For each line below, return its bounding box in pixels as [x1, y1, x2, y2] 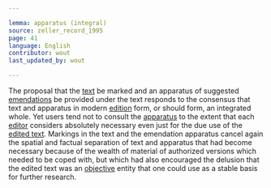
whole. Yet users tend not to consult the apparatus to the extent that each [8, 112, 255, 122]
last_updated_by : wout [8, 57, 85, 65]
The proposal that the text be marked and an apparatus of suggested [8, 86, 239, 96]
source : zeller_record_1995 [8, 26, 104, 35]
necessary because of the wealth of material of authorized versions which [8, 147, 257, 156]
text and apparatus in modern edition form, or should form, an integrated [8, 103, 252, 113]
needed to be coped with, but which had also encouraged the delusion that [8, 155, 260, 164]
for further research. [8, 172, 77, 182]
